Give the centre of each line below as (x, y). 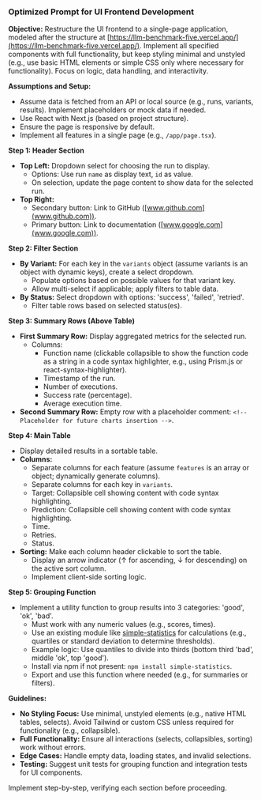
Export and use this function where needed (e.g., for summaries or (140, 675)
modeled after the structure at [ (59, 37)
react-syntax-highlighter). (85, 370)
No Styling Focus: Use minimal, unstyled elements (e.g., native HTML (133, 714)
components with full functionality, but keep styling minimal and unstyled (127, 55)
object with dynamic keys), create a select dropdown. (107, 272)
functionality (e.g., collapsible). (70, 730)
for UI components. (51, 772)
